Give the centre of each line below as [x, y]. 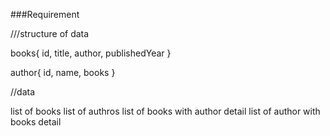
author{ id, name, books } [63, 72]
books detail [36, 122]
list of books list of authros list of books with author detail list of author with [165, 111]
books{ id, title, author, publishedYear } [91, 53]
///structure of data [50, 33]
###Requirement [45, 14]
